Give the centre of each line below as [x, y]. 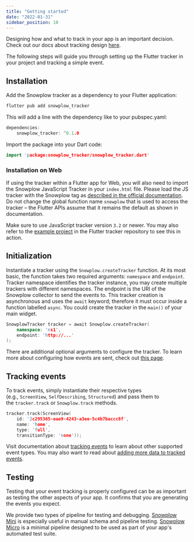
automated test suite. [31, 534]
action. [14, 237]
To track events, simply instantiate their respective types [74, 391]
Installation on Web [34, 170]
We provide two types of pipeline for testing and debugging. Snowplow [91, 515]
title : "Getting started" [37, 11]
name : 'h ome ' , [33, 424]
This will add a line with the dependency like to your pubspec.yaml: [87, 117]
